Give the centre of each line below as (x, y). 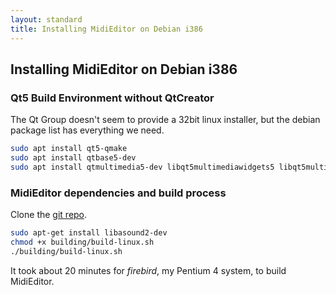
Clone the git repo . (49, 215)
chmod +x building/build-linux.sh (82, 242)
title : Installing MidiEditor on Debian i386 (106, 29)
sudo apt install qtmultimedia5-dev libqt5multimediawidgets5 (142, 167)
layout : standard (46, 19)
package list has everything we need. (87, 130)
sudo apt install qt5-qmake (69, 149)
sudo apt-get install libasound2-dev (89, 233)
